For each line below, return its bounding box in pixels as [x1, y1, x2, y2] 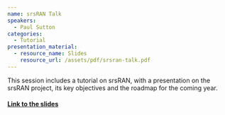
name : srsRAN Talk [7, 10, 62, 18]
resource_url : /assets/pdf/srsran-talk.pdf [20, 57, 151, 64]
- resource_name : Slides [13, 50, 87, 57]
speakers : [7, 17, 37, 24]
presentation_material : [7, 43, 78, 50]
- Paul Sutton [13, 23, 55, 31]
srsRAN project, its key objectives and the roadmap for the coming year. [7, 83, 218, 92]
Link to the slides [7, 100, 59, 109]
